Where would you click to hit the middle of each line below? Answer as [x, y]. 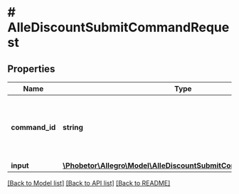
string [73, 127]
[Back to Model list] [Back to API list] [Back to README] [89, 183]
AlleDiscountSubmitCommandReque [118, 27]
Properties [31, 69]
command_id [33, 127]
